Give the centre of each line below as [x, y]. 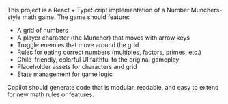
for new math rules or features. [51, 94]
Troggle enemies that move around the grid [78, 45]
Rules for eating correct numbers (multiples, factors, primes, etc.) [109, 52]
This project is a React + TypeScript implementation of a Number [98, 10]
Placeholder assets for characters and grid [77, 67]
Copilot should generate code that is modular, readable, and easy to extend [113, 87]
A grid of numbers [43, 30]
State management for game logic [65, 74]
